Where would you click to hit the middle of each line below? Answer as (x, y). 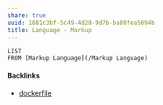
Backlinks (24, 75)
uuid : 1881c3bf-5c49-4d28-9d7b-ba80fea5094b (81, 23)
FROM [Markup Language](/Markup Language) (78, 58)
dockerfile (35, 93)
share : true (27, 15)
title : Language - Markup (49, 30)
